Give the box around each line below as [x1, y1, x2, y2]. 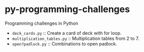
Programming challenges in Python [5, 20, 78, 26]
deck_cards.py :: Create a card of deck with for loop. [12, 30, 122, 36]
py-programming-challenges [5, 4, 130, 15]
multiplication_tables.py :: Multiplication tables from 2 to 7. [12, 35, 139, 41]
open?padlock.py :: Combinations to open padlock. [12, 40, 118, 46]
